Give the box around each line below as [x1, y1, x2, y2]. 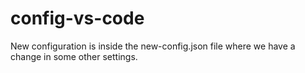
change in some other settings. [10, 50, 138, 62]
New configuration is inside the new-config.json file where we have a [10, 40, 296, 52]
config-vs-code [10, 7, 145, 30]
